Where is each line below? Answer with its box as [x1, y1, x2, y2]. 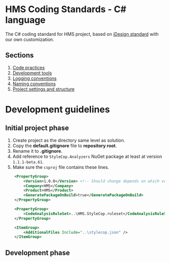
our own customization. [5, 36, 55, 42]
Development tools [12, 70, 52, 76]
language [5, 14, 46, 26]
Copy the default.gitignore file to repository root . [12, 143, 117, 149]
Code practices [12, 64, 45, 70]
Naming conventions [12, 80, 56, 86]
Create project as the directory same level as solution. [12, 137, 125, 143]
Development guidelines [5, 104, 110, 115]
